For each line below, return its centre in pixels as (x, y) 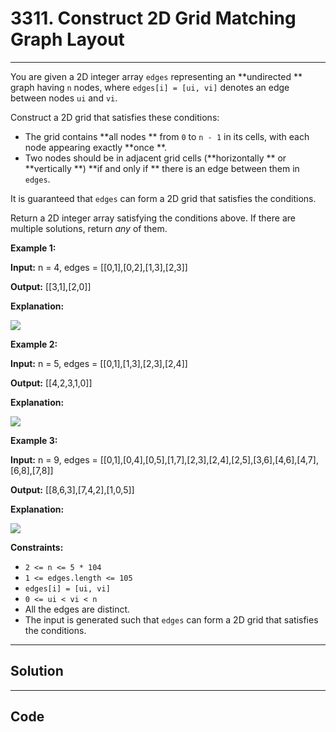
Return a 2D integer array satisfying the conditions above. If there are (153, 218)
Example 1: (33, 248)
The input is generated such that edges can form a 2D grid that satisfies (171, 619)
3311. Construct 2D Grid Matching (153, 18)
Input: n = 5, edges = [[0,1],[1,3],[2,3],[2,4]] (99, 363)
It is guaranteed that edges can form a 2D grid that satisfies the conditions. (163, 198)
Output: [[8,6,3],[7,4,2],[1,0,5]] (72, 489)
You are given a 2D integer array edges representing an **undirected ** (156, 76)
